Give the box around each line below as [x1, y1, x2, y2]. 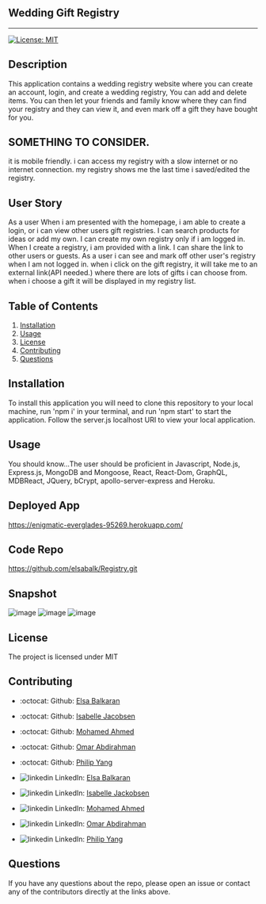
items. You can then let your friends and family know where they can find [8, 95, 247, 105]
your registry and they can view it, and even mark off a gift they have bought [8, 104, 258, 113]
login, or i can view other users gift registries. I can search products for [8, 226, 240, 236]
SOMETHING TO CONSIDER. [8, 136, 150, 149]
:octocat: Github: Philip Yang [19, 757, 113, 767]
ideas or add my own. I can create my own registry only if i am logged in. [8, 234, 245, 244]
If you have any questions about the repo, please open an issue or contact [8, 878, 251, 887]
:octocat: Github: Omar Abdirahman [19, 741, 136, 752]
